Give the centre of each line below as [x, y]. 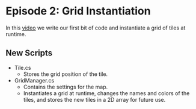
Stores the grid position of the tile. [66, 74]
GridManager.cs [34, 80]
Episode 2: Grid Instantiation [78, 11]
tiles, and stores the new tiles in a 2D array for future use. [94, 99]
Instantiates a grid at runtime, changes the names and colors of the [106, 93]
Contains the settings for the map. [66, 87]
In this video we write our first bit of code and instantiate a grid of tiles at [96, 28]
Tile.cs [23, 67]
